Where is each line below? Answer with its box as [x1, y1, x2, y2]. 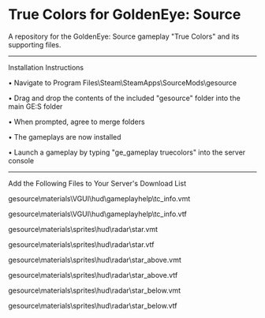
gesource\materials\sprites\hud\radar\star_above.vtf [8, 270, 178, 279]
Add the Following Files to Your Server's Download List [8, 178, 187, 188]
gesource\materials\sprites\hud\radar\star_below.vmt [8, 286, 181, 295]
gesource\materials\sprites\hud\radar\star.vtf [8, 239, 155, 249]
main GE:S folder [8, 101, 63, 111]
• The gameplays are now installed [8, 132, 121, 141]
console [8, 155, 35, 165]
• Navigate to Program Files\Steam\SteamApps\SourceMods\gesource [8, 77, 237, 88]
